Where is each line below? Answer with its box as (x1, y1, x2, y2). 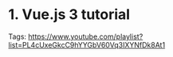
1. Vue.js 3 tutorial (8, 6, 130, 24)
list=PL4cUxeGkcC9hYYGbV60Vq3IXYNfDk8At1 (8, 40, 166, 49)
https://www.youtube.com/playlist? (27, 32, 144, 41)
